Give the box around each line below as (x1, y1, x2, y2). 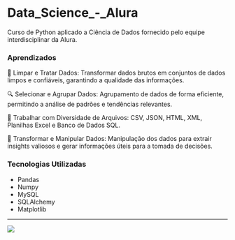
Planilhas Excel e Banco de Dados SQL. (7, 121, 121, 130)
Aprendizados (7, 52, 57, 62)
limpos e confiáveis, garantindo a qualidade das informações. (7, 76, 185, 84)
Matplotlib (17, 204, 47, 213)
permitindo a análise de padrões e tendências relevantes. (7, 100, 173, 109)
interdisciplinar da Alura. (7, 35, 78, 43)
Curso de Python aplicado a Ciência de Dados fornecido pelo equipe (7, 28, 205, 36)
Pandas (17, 175, 40, 183)
